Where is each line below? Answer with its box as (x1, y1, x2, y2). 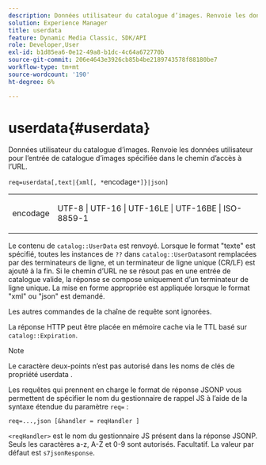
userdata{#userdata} (8, 119, 150, 137)
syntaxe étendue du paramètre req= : (8, 402, 129, 412)
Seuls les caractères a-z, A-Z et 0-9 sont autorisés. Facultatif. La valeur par (8, 440, 255, 449)
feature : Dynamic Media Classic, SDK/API (8, 33, 147, 42)
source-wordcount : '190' (8, 71, 90, 78)
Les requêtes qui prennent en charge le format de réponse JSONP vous (8, 385, 242, 394)
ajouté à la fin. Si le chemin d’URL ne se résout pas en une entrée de (8, 266, 231, 276)
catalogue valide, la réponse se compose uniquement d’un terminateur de (8, 275, 249, 284)
